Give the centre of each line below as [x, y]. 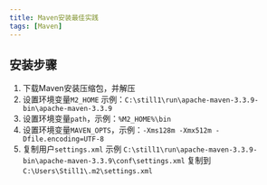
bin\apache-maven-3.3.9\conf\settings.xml [104, 162]
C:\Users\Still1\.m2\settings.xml [87, 171]
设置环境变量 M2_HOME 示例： [73, 99]
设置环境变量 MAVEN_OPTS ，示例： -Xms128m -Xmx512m [117, 130]
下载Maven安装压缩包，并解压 [79, 88]
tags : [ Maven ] [36, 26]
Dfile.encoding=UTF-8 [63, 139]
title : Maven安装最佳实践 [54, 18]
